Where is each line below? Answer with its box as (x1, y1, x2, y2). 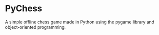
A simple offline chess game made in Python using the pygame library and (5, 19, 155, 25)
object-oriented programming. (5, 24, 66, 30)
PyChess (5, 3, 42, 14)
